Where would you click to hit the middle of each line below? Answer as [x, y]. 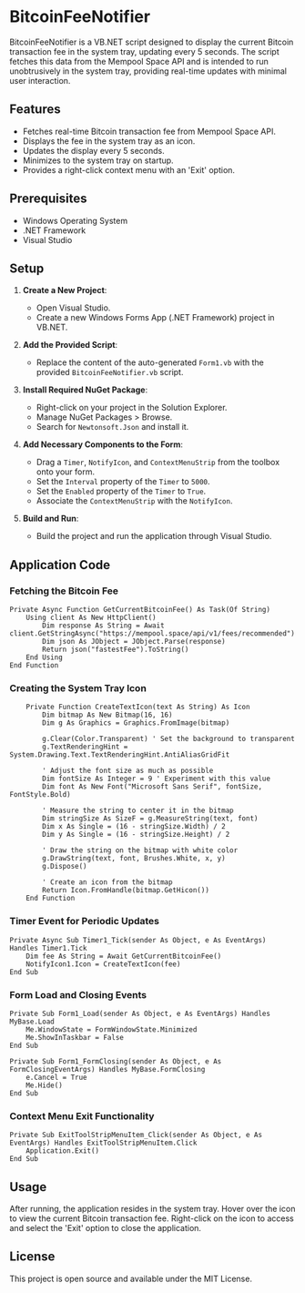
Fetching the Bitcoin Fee [64, 591]
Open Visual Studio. [73, 308]
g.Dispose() [65, 867]
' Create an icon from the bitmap [107, 882]
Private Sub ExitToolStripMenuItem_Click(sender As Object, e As [136, 1135]
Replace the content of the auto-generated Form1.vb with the [150, 362]
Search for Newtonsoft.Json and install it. [112, 427]
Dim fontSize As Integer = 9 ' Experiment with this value [157, 779]
